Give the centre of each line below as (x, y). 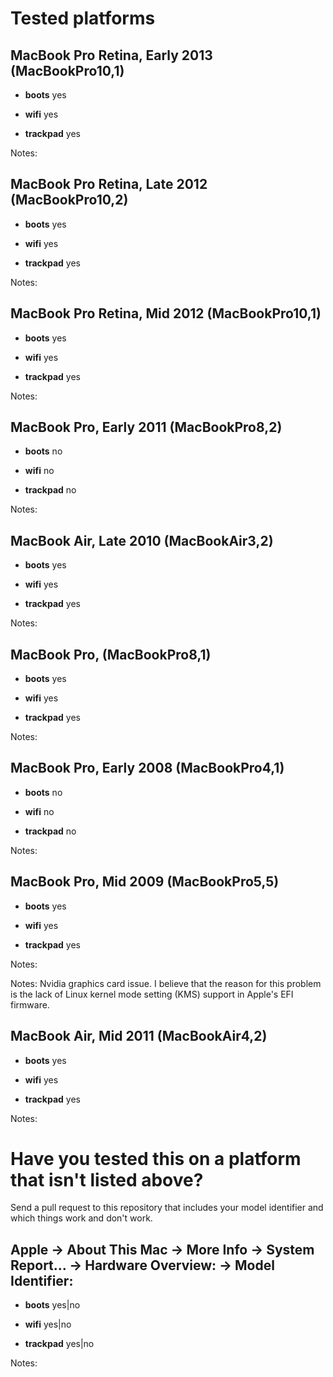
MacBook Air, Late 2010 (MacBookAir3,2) (142, 540)
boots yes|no (52, 1305)
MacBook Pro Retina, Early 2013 (111, 55)
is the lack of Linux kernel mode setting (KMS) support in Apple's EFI (152, 994)
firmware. (30, 1004)
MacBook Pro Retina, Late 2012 (109, 184)
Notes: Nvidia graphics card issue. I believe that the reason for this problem (166, 983)
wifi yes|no (48, 1324)
